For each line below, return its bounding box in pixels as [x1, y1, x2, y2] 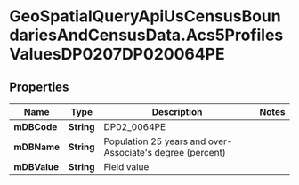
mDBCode [13, 121, 58, 133]
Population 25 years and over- [103, 135, 233, 148]
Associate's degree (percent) [103, 147, 227, 158]
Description [151, 106, 203, 117]
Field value [103, 161, 149, 173]
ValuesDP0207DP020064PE [9, 44, 225, 64]
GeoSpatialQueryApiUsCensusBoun [9, 6, 282, 27]
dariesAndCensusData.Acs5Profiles [9, 25, 284, 45]
